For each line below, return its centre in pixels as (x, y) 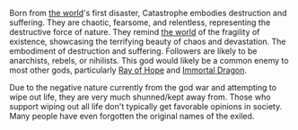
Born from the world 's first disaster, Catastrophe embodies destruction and (148, 13)
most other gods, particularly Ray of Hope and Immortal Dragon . (128, 70)
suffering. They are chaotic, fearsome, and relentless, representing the (140, 22)
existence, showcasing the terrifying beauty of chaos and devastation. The (148, 41)
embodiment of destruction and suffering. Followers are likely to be (133, 51)
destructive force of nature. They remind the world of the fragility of (135, 32)
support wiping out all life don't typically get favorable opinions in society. (146, 106)
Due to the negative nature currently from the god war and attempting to (143, 87)
